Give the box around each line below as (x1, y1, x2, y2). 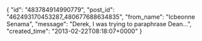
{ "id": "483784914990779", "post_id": (6, 6, 115, 13)
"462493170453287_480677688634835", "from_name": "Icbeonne (6, 13, 196, 21)
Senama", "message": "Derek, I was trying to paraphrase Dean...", (6, 20, 192, 28)
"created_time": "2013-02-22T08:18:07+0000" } (6, 27, 142, 35)
